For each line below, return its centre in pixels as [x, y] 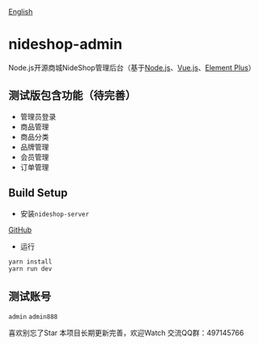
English [21, 12]
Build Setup [38, 193]
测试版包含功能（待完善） [72, 96]
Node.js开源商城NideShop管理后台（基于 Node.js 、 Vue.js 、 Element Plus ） [132, 67]
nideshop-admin [66, 44]
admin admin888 [33, 317]
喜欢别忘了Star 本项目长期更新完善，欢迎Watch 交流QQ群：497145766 [126, 333]
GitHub [20, 229]
